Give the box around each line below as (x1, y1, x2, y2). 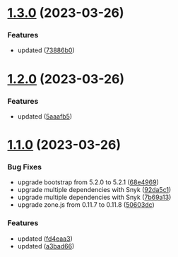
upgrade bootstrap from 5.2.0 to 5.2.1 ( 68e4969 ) (17, 178, 159, 186)
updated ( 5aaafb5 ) (17, 112, 73, 121)
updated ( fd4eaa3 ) (17, 234, 73, 243)
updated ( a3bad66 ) (17, 241, 75, 250)
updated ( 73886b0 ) (17, 46, 76, 54)
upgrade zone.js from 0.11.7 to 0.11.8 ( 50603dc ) (17, 201, 155, 209)
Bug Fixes (7, 162, 42, 172)
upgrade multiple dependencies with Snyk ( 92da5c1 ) (17, 186, 172, 194)
